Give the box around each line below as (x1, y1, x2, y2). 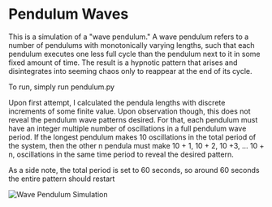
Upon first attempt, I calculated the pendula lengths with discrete (8, 97, 226, 107)
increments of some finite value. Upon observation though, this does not (8, 106, 251, 116)
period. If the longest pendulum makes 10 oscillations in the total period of (8, 132, 257, 142)
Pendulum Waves (8, 5, 129, 24)
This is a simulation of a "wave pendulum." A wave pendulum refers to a (8, 32, 249, 41)
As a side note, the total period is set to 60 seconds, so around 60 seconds (8, 165, 260, 175)
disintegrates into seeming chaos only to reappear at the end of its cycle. (8, 66, 253, 75)
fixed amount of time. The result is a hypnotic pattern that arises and (8, 58, 238, 67)
